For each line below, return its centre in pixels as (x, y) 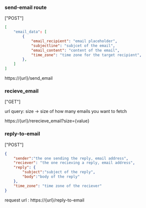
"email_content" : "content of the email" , (75, 50)
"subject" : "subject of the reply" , (59, 172)
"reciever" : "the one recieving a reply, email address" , (74, 163)
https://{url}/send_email (29, 78)
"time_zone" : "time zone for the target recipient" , (86, 55)
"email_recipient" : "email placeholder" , (74, 41)
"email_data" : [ (30, 32)
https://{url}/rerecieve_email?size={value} (47, 121)
